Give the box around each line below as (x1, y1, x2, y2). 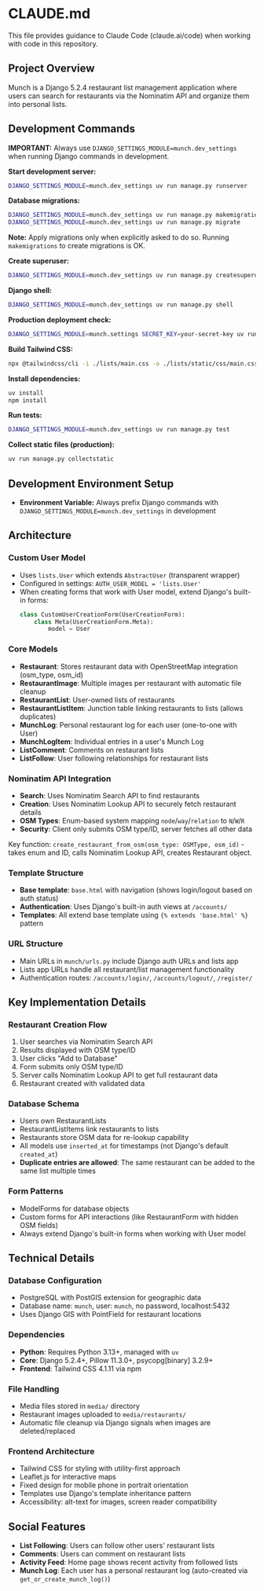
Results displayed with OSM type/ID (19, 1046, 136, 1055)
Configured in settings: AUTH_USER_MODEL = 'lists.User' (19, 578, 202, 588)
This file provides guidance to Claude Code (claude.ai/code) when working (8, 31, 251, 40)
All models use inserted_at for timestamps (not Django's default (19, 1141, 229, 1151)
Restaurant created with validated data (19, 1079, 145, 1088)
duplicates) (19, 712, 57, 721)
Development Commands (8, 123, 136, 136)
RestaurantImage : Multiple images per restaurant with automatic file (19, 678, 242, 687)
